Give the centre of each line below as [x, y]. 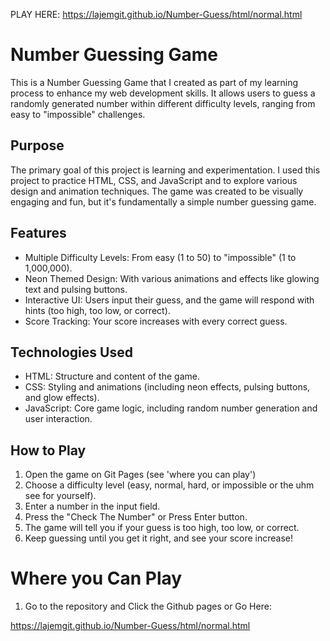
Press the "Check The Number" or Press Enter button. [136, 517]
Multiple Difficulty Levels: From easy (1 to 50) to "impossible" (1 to [160, 257]
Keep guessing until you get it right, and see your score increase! [159, 538]
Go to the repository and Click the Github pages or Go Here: [148, 606]
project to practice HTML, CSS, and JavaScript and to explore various [154, 180]
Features [38, 233]
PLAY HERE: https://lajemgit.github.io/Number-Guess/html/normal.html [156, 14]
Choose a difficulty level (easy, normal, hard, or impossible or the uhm [169, 485]
